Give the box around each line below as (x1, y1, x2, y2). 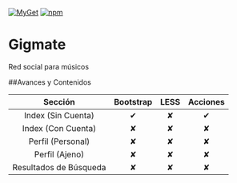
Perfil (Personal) (28, 136, 90, 147)
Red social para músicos (8, 62, 90, 71)
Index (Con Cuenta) (22, 122, 97, 133)
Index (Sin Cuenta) (23, 109, 94, 121)
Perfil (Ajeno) (34, 149, 85, 160)
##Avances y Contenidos (8, 77, 92, 87)
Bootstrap (114, 96, 153, 107)
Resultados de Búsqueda (12, 161, 106, 173)
